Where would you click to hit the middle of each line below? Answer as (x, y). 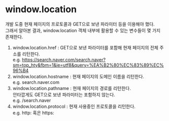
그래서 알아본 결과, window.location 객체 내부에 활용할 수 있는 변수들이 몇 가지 (83, 30)
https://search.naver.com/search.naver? (64, 59)
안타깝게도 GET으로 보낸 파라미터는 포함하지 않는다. (64, 95)
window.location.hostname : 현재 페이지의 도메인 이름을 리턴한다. (78, 76)
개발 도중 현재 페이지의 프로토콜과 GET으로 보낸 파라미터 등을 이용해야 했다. (80, 24)
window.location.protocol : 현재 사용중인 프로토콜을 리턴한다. (74, 106)
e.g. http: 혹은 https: (33, 112)
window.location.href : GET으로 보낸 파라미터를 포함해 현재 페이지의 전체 (86, 47)
